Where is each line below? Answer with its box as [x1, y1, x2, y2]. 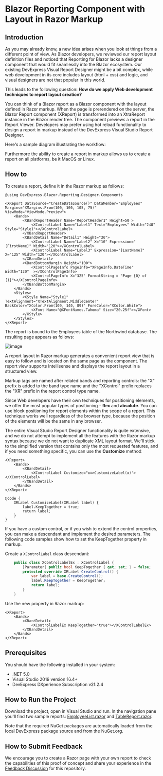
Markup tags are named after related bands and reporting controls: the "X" [5, 378, 155, 383]
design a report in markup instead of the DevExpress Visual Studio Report [5, 127, 153, 132]
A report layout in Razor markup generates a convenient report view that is [5, 353, 155, 359]
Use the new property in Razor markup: [5, 600, 84, 606]
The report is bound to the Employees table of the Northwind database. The [5, 328, 157, 334]
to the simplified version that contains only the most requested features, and [5, 443, 158, 449]
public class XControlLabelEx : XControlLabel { [14, 560, 114, 565]
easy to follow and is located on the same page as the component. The [5, 358, 147, 363]
